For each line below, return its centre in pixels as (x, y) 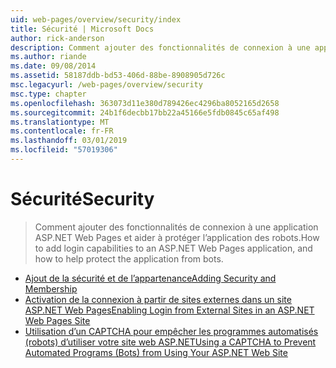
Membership (51, 288)
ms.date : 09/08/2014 (53, 66)
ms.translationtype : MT (60, 122)
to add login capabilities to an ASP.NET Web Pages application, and (173, 248)
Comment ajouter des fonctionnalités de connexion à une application (176, 227)
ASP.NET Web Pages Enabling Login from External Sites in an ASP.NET (169, 310)
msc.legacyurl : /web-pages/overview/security (106, 85)
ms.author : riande (48, 57)
